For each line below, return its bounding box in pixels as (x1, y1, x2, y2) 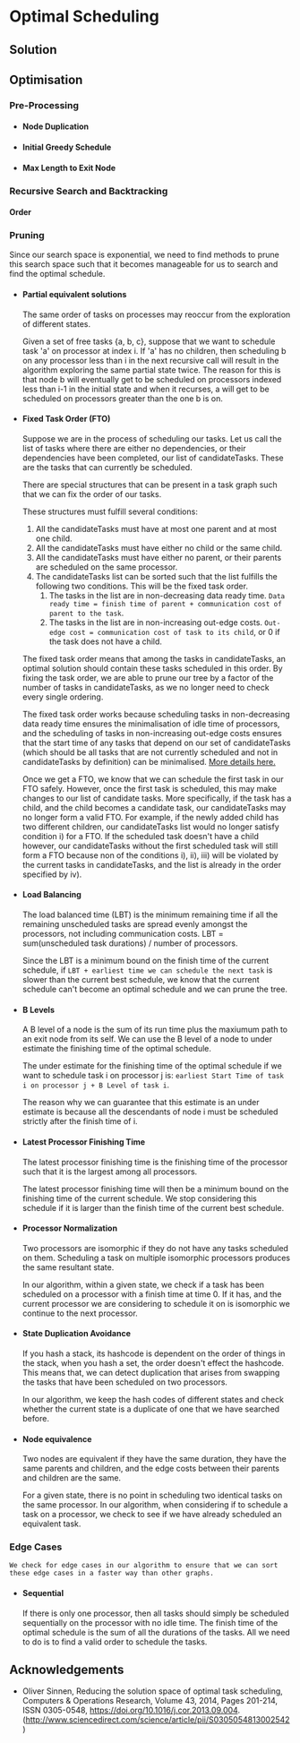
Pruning (9, 229, 45, 242)
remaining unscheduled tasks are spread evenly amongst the (21, 919, 248, 930)
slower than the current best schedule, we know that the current (21, 975, 260, 985)
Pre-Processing (9, 99, 79, 111)
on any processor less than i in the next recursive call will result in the (21, 355, 279, 365)
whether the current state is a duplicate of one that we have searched (21, 1404, 280, 1414)
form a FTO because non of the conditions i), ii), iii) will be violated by (21, 849, 279, 861)
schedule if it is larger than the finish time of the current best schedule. (21, 1202, 285, 1213)
